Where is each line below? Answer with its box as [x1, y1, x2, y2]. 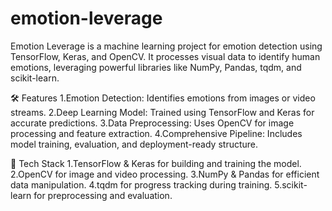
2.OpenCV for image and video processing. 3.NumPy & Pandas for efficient [10, 168, 320, 180]
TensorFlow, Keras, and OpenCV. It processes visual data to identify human [10, 50, 321, 62]
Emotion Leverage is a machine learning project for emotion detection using [10, 40, 323, 52]
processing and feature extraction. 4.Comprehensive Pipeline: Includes [10, 127, 303, 139]
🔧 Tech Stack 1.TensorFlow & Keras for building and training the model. [10, 157, 302, 169]
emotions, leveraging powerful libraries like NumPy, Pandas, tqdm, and [10, 61, 302, 73]
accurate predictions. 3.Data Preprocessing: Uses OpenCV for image [10, 117, 295, 129]
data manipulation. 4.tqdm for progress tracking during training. [10, 178, 273, 191]
